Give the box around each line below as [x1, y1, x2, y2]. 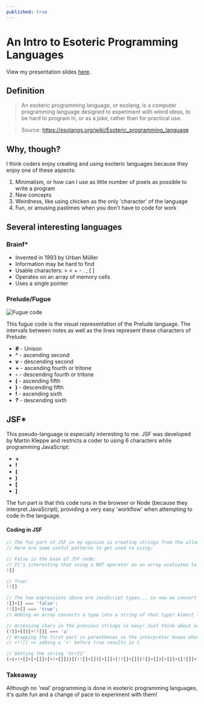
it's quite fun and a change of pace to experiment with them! [6, 691, 158, 699]
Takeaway [6, 671, 38, 679]
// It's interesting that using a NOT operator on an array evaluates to [6, 561, 197, 568]
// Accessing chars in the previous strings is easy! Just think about [6, 623, 191, 629]
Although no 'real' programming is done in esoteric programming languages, [6, 685, 198, 692]
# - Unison [15, 345, 42, 352]
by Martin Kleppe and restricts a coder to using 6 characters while [6, 437, 172, 444]
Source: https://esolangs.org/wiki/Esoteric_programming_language [21, 126, 189, 134]
